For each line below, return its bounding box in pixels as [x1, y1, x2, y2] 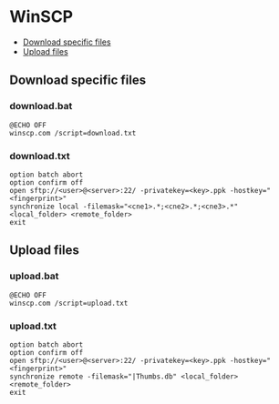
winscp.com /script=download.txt [9, 128, 137, 137]
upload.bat [9, 270, 59, 283]
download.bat [9, 100, 73, 113]
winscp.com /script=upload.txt [9, 298, 129, 308]
